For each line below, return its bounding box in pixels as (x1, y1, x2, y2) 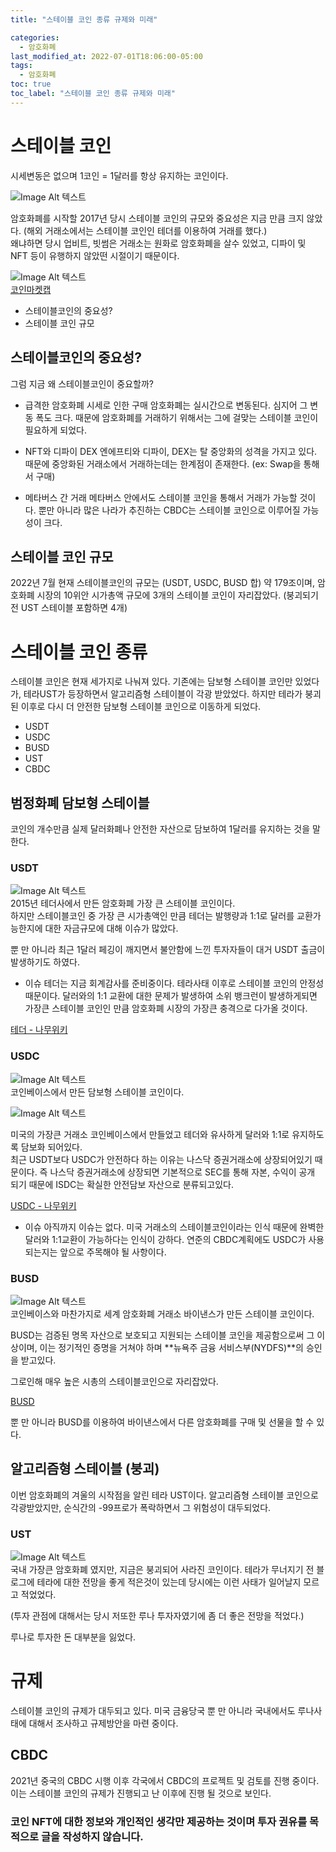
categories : (10, 32, 60, 43)
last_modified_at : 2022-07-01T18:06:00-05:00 (10, 51, 203, 61)
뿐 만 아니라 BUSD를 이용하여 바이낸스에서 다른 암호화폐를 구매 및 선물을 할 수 (10, 1416, 315, 1428)
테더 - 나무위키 (10, 1024, 68, 1036)
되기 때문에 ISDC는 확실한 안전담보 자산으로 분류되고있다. (10, 1178, 234, 1190)
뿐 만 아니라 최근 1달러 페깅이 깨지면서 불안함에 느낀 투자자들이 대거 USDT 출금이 (10, 944, 326, 956)
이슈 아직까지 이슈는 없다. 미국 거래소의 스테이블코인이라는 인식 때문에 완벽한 (24, 1221, 325, 1233)
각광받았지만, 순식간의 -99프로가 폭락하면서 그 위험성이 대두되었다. (10, 1501, 272, 1513)
